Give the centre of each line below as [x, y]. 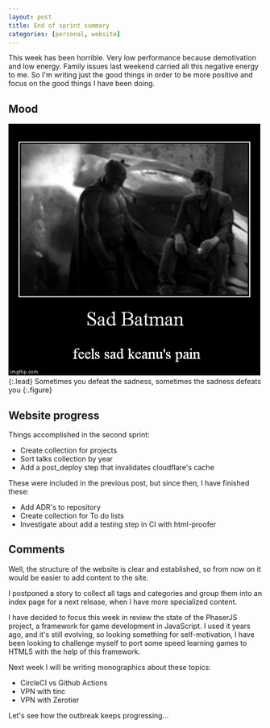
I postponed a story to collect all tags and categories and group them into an [135, 593]
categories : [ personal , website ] [64, 34]
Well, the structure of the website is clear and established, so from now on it [135, 569]
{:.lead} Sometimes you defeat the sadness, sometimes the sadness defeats [135, 382]
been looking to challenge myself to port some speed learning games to [128, 643]
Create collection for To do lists [72, 516]
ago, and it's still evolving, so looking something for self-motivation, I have [132, 634]
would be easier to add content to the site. [79, 577]
